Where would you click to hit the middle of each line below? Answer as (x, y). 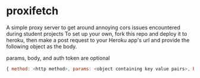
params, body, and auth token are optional (58, 58)
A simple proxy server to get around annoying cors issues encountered (93, 27)
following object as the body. (42, 46)
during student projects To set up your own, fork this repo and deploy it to (97, 33)
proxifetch (32, 11)
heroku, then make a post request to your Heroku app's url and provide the (98, 40)
